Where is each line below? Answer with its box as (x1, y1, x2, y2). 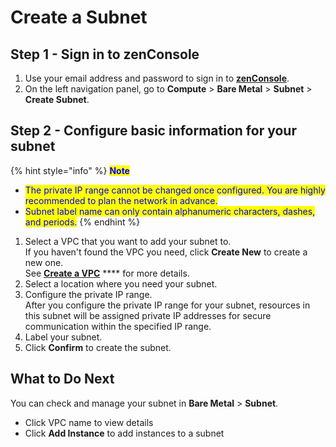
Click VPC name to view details (24, 416, 154, 428)
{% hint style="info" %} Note (10, 164, 130, 176)
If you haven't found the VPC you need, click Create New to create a (24, 246, 308, 258)
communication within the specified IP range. (24, 320, 212, 332)
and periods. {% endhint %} (24, 216, 141, 228)
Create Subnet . (24, 94, 90, 105)
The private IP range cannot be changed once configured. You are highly (24, 184, 326, 196)
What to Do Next (10, 371, 115, 388)
